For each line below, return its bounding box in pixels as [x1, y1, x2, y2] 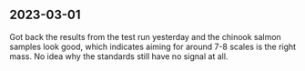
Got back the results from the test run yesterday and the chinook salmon [9, 31, 282, 42]
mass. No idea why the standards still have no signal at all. [9, 50, 229, 62]
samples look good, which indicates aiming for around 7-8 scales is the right [9, 41, 297, 52]
